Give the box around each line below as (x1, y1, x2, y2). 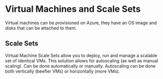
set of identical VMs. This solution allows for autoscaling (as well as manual (5, 58, 159, 64)
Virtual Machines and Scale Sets (5, 3, 141, 15)
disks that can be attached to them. (5, 25, 77, 31)
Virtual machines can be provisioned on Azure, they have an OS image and (5, 20, 157, 26)
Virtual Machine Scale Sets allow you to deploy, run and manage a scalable (5, 52, 158, 58)
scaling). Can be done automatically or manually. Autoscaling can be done (5, 63, 156, 69)
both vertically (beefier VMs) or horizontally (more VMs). (5, 68, 120, 74)
